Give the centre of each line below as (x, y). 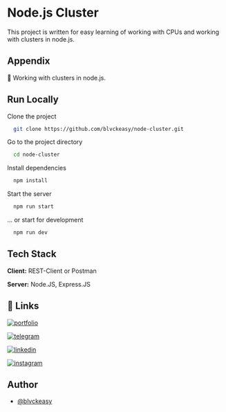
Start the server (29, 194)
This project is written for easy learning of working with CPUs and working (113, 32)
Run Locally (33, 99)
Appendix (29, 61)
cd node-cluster (37, 155)
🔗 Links (23, 306)
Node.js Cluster (53, 13)
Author (22, 385)
